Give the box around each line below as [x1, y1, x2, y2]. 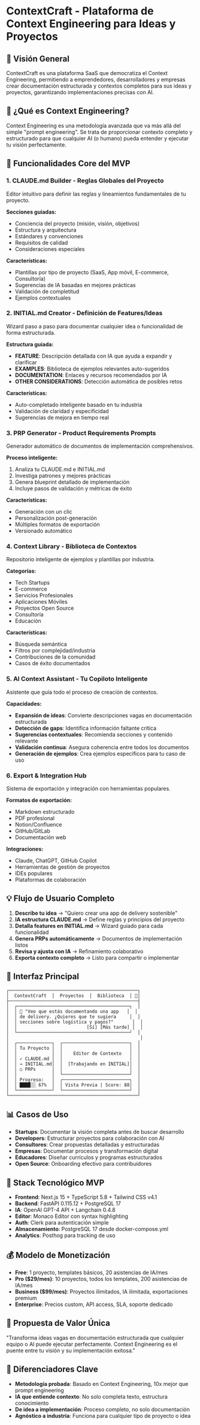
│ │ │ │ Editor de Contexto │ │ [6, 1050, 141, 1056]
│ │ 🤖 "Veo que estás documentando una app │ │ [6, 1008, 138, 1014]
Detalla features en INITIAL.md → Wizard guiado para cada [14, 922, 163, 929]
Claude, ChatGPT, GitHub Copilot [14, 857, 97, 864]
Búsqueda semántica [14, 640, 67, 648]
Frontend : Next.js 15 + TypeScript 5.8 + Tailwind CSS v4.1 [14, 1193, 157, 1201]
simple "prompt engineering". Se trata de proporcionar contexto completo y [6, 128, 193, 136]
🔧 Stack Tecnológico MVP [6, 1178, 105, 1188]
